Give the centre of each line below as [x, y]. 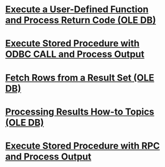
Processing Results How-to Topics [80, 112]
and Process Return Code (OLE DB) [81, 20]
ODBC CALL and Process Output [75, 54]
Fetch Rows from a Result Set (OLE [80, 78]
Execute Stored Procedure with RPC [83, 146]
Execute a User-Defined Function [77, 9]
